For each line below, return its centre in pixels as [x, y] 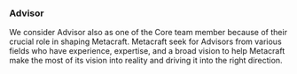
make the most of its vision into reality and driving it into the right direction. [146, 61]
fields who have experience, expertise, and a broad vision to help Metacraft [147, 51]
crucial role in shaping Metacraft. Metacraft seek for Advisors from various [145, 41]
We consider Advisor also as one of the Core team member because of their [148, 33]
